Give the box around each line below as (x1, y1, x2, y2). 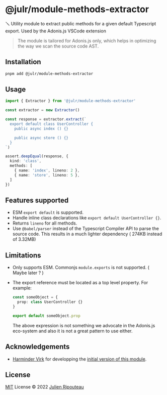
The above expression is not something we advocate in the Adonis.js (12, 322, 155, 328)
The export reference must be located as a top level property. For (12, 280, 148, 286)
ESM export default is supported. (12, 209, 84, 215)
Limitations (5, 251, 41, 259)
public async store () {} (14, 135, 69, 140)
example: (12, 285, 32, 291)
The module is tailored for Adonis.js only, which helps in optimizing (17, 37, 156, 43)
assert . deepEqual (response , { (5, 154, 69, 159)
